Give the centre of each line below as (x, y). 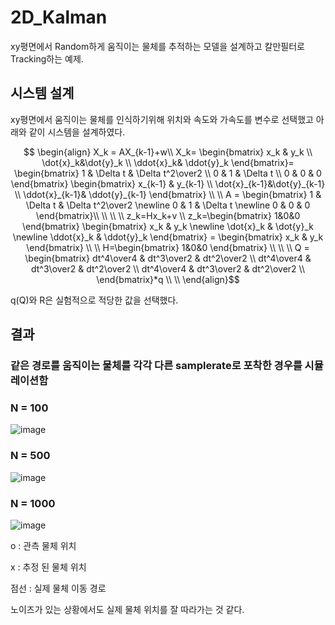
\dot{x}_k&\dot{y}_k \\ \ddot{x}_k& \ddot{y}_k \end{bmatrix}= (168, 162)
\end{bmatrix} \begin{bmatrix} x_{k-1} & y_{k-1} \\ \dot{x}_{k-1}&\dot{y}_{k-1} (168, 183)
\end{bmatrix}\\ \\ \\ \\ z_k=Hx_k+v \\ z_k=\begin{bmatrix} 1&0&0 (168, 215)
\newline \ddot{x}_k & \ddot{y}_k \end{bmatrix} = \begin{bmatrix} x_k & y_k (168, 237)
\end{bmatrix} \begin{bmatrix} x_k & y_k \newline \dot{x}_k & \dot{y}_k (168, 226)
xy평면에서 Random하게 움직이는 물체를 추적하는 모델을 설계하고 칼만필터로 (157, 46)
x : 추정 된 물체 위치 (48, 567)
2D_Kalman (59, 17)
